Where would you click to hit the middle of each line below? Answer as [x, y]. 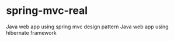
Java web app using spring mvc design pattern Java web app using [87, 27]
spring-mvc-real [47, 11]
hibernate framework [31, 32]
